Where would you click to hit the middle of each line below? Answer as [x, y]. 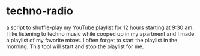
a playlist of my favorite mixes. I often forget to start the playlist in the [92, 40]
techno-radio [40, 11]
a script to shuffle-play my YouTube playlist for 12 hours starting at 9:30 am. [100, 27]
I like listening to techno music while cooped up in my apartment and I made [100, 33]
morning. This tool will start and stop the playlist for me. [75, 46]
